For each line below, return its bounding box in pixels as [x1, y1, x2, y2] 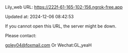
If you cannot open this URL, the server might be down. [5, 23, 116, 29]
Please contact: [5, 33, 37, 38]
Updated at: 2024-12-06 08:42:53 [5, 14, 74, 19]
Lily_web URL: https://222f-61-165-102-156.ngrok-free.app [5, 4, 123, 10]
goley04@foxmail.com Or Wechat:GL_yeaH [5, 42, 92, 48]
